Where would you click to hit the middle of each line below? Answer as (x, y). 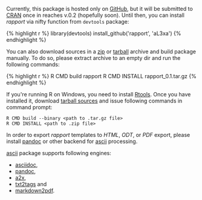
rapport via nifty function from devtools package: (68, 22)
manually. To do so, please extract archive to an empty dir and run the (93, 58)
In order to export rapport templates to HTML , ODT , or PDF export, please (98, 135)
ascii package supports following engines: (59, 153)
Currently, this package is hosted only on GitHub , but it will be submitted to (100, 9)
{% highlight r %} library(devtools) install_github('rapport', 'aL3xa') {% (94, 33)
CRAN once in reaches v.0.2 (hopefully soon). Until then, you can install (95, 15)
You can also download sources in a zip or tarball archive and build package (101, 52)
